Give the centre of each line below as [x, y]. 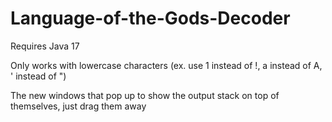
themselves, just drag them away [78, 106]
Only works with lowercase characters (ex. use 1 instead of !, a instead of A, [166, 65]
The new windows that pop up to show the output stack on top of [145, 95]
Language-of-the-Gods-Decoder [150, 18]
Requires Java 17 [45, 46]
